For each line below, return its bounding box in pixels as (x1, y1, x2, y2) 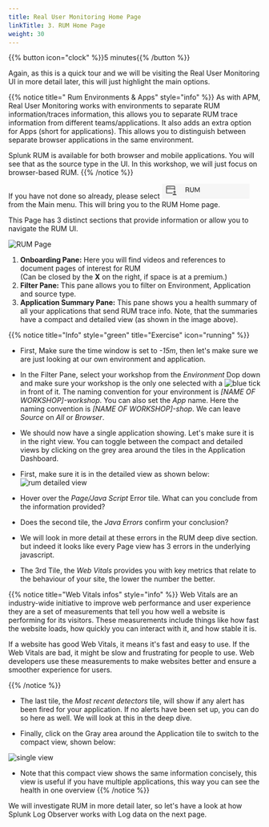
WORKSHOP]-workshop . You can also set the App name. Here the (19, 396, 239, 405)
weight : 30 (8, 30, 45, 38)
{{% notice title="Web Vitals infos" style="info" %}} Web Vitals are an (8, 590, 239, 600)
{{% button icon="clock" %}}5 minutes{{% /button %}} (8, 53, 191, 63)
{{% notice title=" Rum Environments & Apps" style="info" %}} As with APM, (8, 92, 261, 102)
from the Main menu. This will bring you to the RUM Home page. (8, 200, 221, 210)
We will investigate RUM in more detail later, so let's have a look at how (8, 801, 243, 811)
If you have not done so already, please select (8, 191, 160, 201)
